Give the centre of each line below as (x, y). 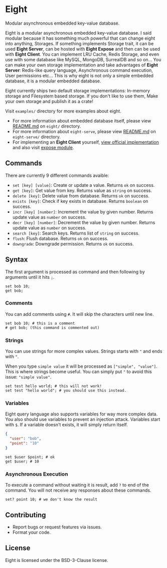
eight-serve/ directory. (37, 137)
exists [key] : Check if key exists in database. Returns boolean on (80, 201)
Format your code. (32, 532)
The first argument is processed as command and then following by (75, 272)
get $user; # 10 (22, 461)
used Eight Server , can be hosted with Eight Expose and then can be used (83, 49)
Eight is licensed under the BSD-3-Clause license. (57, 560)
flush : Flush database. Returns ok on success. (60, 238)
